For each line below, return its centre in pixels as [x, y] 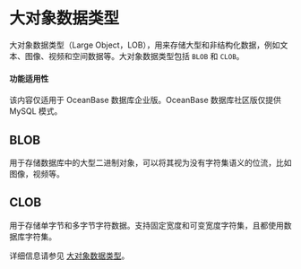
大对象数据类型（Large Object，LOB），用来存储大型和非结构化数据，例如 [145, 45]
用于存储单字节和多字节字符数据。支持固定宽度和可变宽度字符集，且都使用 [146, 225]
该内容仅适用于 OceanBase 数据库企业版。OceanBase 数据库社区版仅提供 [146, 100]
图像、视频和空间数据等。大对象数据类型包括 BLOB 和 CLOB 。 [134, 56]
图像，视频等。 [37, 174]
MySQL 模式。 [36, 111]
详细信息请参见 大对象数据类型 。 [69, 256]
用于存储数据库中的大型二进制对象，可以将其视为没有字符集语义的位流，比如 [150, 162]
